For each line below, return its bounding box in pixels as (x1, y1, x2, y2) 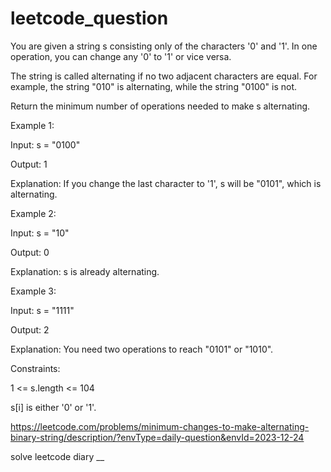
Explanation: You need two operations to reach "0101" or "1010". (10, 343, 274, 355)
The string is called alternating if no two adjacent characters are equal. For (10, 70, 318, 82)
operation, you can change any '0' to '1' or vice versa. (10, 50, 232, 62)
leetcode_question (10, 7, 169, 30)
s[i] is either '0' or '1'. (10, 401, 97, 413)
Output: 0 (10, 246, 50, 258)
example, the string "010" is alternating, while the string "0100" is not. (10, 80, 298, 92)
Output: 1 (10, 158, 48, 170)
